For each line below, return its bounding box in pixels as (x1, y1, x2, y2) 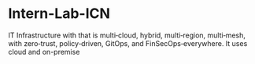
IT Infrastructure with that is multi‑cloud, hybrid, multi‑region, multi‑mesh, (8, 30, 246, 40)
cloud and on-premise (8, 47, 80, 56)
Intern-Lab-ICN (8, 5, 110, 23)
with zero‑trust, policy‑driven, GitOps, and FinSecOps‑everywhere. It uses (8, 38, 248, 48)
